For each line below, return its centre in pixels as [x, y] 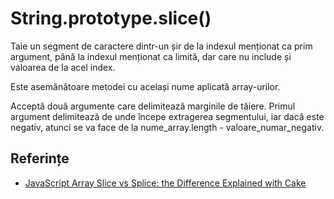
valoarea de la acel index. [63, 67]
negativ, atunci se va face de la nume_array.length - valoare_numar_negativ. [167, 127]
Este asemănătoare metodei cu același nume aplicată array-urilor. [145, 86]
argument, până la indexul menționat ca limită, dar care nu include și [151, 56]
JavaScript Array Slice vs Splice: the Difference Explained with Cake [165, 183]
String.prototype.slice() [111, 18]
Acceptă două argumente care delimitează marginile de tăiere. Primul [153, 106]
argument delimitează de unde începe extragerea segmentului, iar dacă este [167, 116]
